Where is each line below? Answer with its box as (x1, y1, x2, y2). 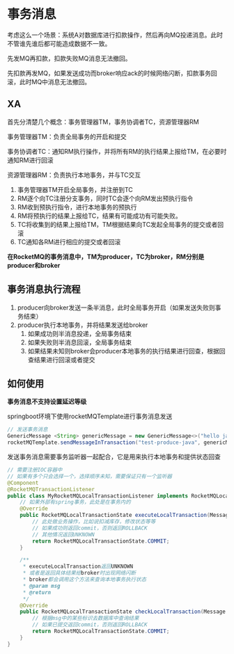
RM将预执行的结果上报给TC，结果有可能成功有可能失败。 (17, 212, 182, 220)
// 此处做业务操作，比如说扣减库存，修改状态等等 (32, 518, 156, 525)
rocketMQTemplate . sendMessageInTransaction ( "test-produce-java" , (7, 439, 201, 446)
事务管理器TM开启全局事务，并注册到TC (17, 185, 134, 193)
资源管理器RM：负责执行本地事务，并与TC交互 (7, 170, 141, 179)
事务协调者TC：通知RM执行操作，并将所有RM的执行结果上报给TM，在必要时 (7, 147, 227, 155)
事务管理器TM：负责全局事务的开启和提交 (7, 132, 127, 141)
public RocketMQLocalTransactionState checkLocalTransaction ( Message (19, 608, 226, 616)
